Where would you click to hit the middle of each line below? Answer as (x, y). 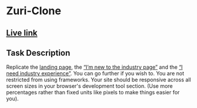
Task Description (38, 53)
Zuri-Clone (34, 11)
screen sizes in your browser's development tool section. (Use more (90, 86)
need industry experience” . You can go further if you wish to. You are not (95, 74)
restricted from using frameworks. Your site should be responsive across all (99, 80)
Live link (22, 33)
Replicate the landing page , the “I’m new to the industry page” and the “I (94, 67)
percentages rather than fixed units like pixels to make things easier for (93, 93)
